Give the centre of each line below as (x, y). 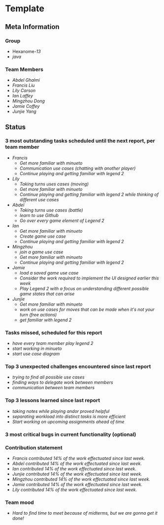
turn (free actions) (38, 314)
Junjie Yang (24, 112)
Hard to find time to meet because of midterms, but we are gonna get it (85, 513)
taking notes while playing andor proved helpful (61, 411)
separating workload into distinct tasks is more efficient (69, 416)
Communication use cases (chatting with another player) (78, 168)
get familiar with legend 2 (46, 320)
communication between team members (53, 388)
